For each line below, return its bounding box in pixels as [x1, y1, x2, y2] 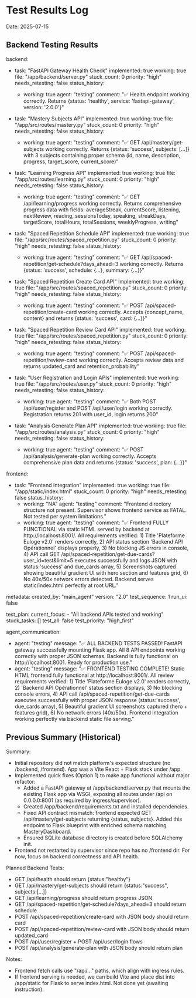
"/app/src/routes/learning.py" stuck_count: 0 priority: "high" [14, 176, 160, 183]
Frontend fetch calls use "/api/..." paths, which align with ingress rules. [14, 967, 185, 974]
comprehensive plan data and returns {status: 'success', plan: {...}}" [23, 458, 187, 466]
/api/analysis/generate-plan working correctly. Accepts [23, 453, 157, 460]
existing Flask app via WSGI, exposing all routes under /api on [23, 790, 173, 797]
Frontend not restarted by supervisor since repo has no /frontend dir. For [14, 847, 190, 854]
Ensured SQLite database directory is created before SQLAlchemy [23, 834, 183, 841]
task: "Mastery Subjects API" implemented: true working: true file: [14, 115, 174, 122]
